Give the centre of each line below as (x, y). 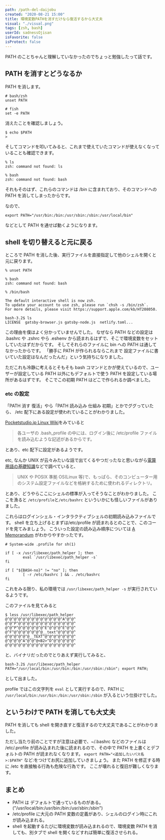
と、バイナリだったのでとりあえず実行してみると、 (57, 655)
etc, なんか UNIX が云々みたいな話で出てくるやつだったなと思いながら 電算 (81, 460)
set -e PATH (17, 113)
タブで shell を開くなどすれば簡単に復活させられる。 (87, 833)
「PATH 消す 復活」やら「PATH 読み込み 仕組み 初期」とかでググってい (77, 406)
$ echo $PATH (18, 132)
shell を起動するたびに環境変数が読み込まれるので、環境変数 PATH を (82, 826)
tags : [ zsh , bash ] (24, 28)
